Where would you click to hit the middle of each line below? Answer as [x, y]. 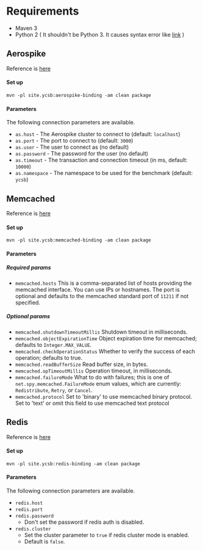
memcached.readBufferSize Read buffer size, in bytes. [81, 364]
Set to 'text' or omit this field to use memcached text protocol [92, 403]
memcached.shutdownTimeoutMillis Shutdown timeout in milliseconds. [101, 332]
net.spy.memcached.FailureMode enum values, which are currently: [98, 384]
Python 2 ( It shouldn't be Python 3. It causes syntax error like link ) [100, 34]
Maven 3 [26, 28]
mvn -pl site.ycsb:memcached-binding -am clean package [79, 240]
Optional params [28, 316]
